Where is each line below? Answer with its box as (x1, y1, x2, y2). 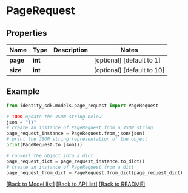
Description (53, 46, 88, 54)
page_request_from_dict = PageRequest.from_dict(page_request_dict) (6, 169, 183, 176)
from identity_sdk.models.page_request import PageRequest (6, 103, 159, 109)
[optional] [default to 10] (93, 66, 165, 74)
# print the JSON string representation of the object (6, 136, 148, 143)
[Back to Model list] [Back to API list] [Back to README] (6, 180, 146, 188)
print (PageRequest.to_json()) (6, 142, 83, 148)
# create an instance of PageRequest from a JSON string (6, 125, 153, 131)
